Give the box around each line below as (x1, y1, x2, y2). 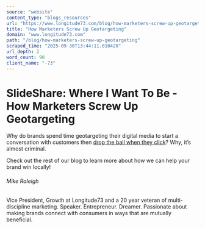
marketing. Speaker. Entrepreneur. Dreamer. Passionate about (31, 202, 187, 210)
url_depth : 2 (6, 49, 40, 55)
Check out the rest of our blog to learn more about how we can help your (6, 157, 190, 165)
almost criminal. (6, 145, 46, 152)
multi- (168, 196, 183, 204)
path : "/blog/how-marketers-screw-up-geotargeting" (6, 37, 140, 43)
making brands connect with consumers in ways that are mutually (6, 209, 172, 216)
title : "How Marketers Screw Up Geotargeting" (6, 26, 127, 32)
